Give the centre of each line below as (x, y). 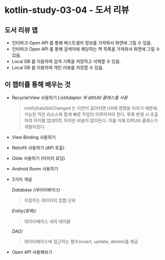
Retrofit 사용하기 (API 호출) (38, 148)
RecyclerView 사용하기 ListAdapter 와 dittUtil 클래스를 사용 (70, 98)
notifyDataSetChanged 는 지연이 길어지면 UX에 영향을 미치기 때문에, (91, 108)
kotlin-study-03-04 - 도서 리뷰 (67, 10)
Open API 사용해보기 (32, 252)
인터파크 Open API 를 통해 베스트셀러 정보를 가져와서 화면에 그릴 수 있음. (82, 43)
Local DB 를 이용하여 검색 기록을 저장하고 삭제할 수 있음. (66, 61)
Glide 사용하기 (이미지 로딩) (38, 158)
